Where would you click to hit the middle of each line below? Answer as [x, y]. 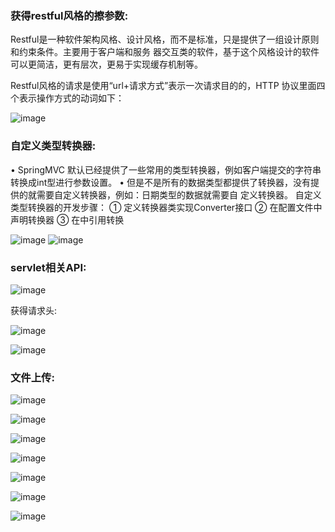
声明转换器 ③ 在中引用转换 [67, 219]
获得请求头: [34, 310]
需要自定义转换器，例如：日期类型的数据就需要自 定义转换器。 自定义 [179, 194]
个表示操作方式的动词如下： [67, 98]
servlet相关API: [48, 267]
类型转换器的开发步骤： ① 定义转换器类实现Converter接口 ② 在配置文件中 [166, 207]
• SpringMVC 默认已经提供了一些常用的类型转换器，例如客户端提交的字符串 [166, 169]
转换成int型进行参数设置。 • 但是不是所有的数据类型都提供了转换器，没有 [160, 182]
